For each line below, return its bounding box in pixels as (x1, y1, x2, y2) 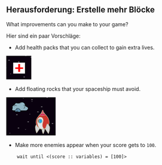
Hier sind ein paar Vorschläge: (6, 32, 81, 39)
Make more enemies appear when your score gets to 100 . (14, 141, 157, 148)
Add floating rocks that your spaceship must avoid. (14, 85, 141, 92)
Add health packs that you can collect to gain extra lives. (14, 44, 155, 51)
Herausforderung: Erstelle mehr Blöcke (6, 5, 155, 15)
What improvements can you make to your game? (6, 20, 129, 27)
